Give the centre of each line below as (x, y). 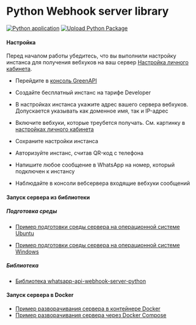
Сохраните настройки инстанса (57, 141)
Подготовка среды (32, 211)
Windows (27, 252)
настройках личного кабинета (54, 129)
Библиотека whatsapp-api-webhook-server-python (81, 281)
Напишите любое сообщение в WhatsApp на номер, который (95, 165)
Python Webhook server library (88, 11)
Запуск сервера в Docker (40, 295)
